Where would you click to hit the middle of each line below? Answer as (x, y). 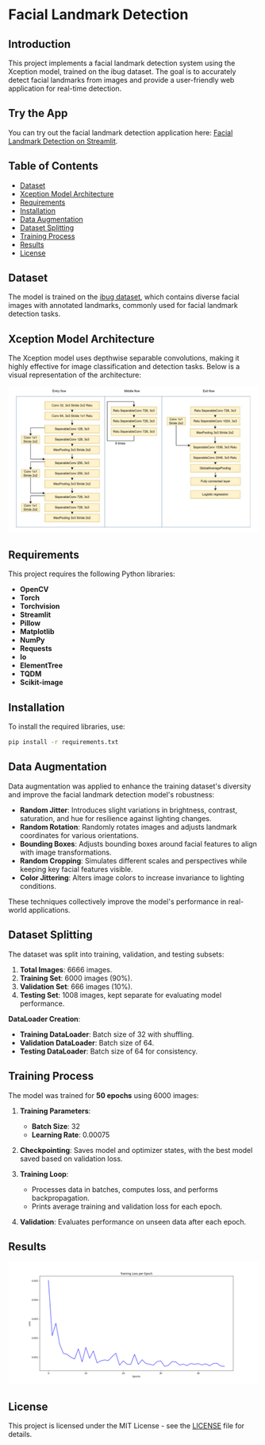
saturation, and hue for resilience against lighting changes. (115, 818)
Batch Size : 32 (56, 1126)
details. (20, 1435)
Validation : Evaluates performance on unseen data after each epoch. (133, 1221)
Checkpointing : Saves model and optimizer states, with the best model (136, 1150)
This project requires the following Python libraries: (92, 574)
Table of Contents (54, 166)
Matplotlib (37, 632)
